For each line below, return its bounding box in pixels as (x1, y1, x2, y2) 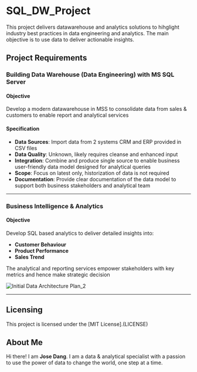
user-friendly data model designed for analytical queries (14, 163, 151, 170)
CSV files (14, 144, 38, 151)
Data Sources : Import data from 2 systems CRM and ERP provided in (14, 138, 182, 145)
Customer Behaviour (14, 241, 66, 248)
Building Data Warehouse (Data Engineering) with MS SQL (6, 70, 175, 79)
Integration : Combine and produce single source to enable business (14, 157, 180, 164)
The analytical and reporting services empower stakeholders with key (6, 265, 175, 272)
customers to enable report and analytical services (6, 111, 129, 119)
